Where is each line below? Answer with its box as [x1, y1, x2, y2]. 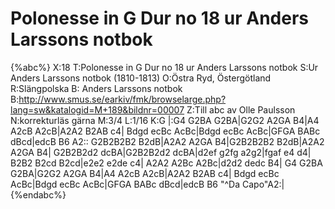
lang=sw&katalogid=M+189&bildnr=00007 [10, 103, 185, 116]
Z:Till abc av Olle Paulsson [186, 103, 296, 116]
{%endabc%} [10, 188, 67, 201]
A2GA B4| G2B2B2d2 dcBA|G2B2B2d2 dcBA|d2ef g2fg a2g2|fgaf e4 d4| [10, 146, 312, 158]
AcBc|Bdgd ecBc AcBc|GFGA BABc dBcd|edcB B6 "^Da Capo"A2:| [10, 178, 285, 190]
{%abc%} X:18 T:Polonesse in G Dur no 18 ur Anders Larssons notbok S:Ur [10, 61, 319, 73]
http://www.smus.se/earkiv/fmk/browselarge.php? [18, 93, 227, 105]
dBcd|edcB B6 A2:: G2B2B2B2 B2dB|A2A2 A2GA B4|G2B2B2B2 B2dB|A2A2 [10, 135, 325, 147]
